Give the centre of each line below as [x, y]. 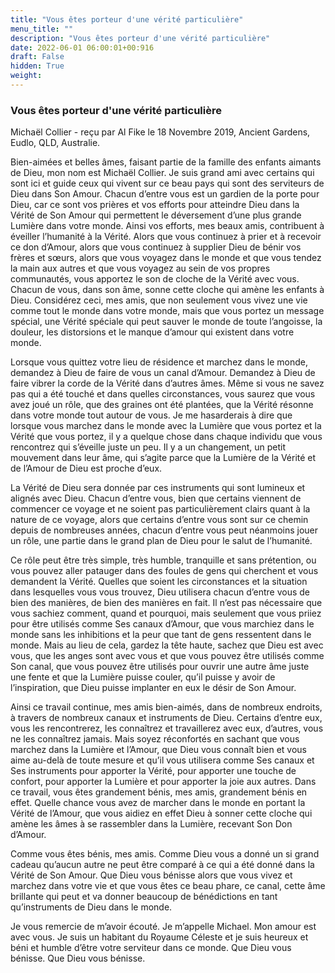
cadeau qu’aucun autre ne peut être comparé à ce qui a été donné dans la [162, 865]
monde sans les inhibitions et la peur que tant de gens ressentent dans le [161, 635]
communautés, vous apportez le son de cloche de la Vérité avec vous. [155, 279]
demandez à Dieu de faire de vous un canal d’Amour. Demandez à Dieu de [163, 373]
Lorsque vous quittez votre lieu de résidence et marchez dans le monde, [159, 362]
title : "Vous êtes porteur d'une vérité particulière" [127, 19]
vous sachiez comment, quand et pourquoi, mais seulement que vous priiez [166, 613]
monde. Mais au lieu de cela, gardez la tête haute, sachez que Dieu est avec [167, 645]
